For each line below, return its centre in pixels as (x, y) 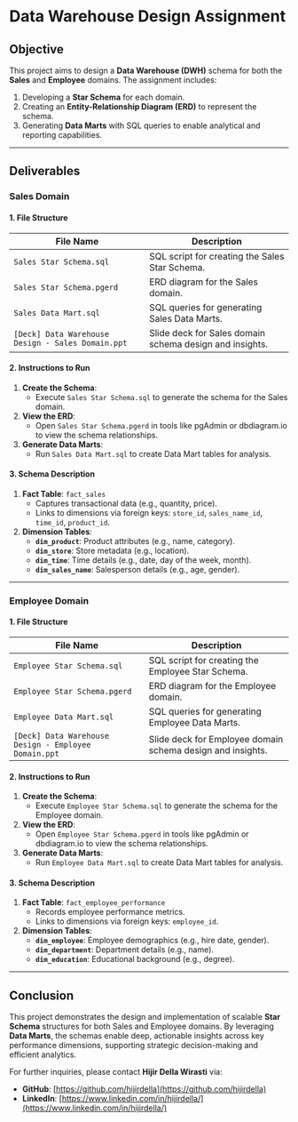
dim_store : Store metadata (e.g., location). (112, 550)
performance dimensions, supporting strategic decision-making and (134, 1046)
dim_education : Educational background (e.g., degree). (135, 959)
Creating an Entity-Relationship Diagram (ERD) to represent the (139, 107)
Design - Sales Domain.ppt (71, 343)
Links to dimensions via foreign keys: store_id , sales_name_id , (149, 512)
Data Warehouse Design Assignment (148, 16)
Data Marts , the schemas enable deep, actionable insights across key (137, 1036)
